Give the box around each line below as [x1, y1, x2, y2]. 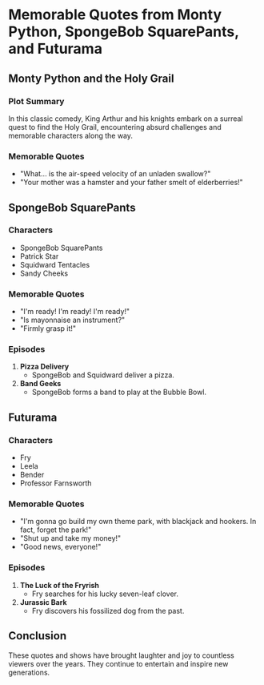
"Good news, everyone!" [19, 542, 102, 552]
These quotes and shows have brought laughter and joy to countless [8, 651, 234, 660]
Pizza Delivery [19, 362, 70, 372]
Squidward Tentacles [19, 260, 90, 269]
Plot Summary [8, 95, 65, 107]
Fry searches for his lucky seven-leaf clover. [31, 589, 178, 598]
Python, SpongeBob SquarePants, [8, 22, 239, 41]
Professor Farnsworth [19, 478, 92, 488]
